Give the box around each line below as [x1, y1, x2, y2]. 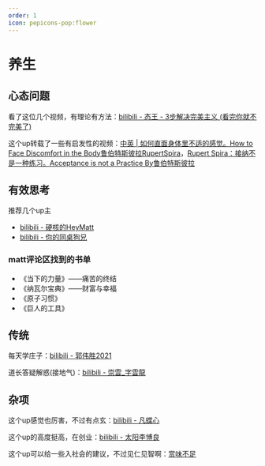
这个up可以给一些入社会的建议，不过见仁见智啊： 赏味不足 [8, 449, 196, 459]
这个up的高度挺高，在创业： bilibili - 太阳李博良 [8, 432, 160, 442]
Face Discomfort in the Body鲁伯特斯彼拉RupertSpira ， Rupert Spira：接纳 [8, 148, 249, 158]
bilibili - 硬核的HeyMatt [19, 223, 95, 232]
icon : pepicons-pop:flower [8, 19, 97, 27]
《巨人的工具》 [19, 303, 69, 313]
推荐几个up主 [8, 206, 51, 216]
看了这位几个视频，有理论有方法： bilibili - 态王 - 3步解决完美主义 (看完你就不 [8, 111, 257, 121]
